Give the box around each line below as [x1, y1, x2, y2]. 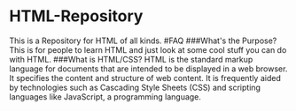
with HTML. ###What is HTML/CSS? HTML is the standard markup [9, 54, 253, 64]
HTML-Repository [9, 6, 144, 26]
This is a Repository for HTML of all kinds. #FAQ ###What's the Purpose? [9, 35, 277, 46]
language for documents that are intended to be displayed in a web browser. [9, 63, 288, 74]
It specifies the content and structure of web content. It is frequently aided [9, 72, 281, 83]
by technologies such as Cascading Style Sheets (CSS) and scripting [9, 82, 261, 92]
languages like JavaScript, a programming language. [9, 91, 202, 102]
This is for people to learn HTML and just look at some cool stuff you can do [9, 44, 287, 55]
